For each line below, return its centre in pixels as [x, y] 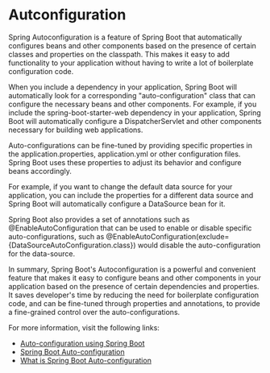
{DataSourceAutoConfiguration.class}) [72, 245]
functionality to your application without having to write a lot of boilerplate [131, 63]
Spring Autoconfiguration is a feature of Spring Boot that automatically [125, 37]
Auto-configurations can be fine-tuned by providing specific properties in [130, 145]
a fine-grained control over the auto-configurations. [94, 312]
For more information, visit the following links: [84, 327]
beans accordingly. [40, 171]
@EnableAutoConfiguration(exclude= [168, 236]
